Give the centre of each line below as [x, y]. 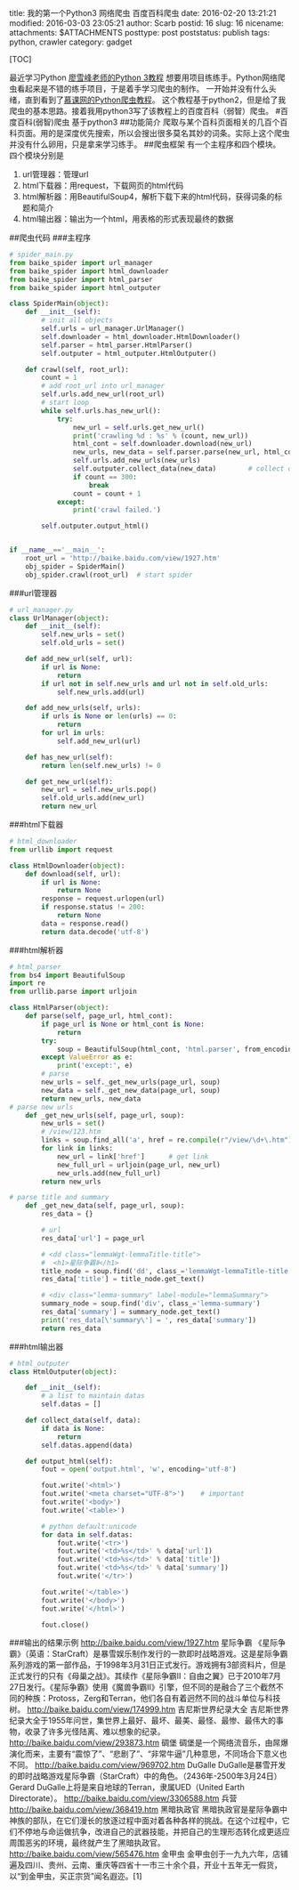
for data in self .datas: [87, 1535]
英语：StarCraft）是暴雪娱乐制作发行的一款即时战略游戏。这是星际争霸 [158, 1654]
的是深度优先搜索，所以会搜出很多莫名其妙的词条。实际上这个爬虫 [169, 133]
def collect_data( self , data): [83, 1420]
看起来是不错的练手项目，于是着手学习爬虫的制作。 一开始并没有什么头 [146, 89]
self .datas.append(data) [87, 1445]
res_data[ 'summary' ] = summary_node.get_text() [131, 1312]
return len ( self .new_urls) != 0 [101, 765]
